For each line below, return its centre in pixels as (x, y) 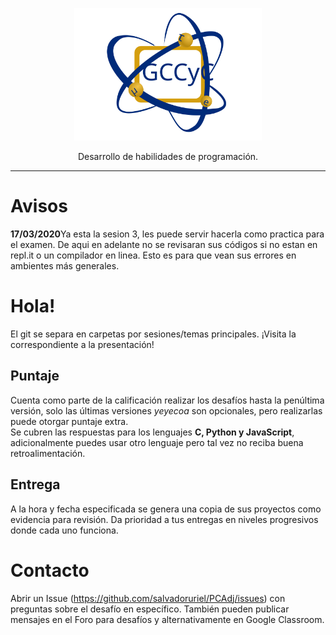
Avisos (39, 206)
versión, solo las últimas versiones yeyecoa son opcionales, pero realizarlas (166, 410)
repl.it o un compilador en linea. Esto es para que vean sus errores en (153, 255)
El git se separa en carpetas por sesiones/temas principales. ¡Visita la (153, 334)
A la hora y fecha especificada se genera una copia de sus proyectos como (166, 509)
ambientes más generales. (65, 266)
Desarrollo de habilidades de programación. (168, 157)
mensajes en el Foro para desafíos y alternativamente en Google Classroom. (167, 619)
